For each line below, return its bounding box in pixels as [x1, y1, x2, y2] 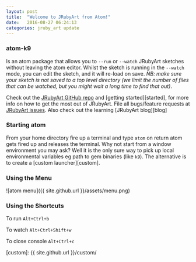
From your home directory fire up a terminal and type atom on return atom [6, 134, 183, 141]
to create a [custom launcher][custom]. [6, 159, 100, 166]
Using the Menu [6, 173, 52, 182]
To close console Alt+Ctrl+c [6, 238, 75, 245]
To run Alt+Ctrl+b [6, 215, 50, 222]
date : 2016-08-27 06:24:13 [6, 19, 77, 25]
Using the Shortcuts [6, 202, 64, 210]
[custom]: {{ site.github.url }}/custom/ [6, 249, 97, 256]
